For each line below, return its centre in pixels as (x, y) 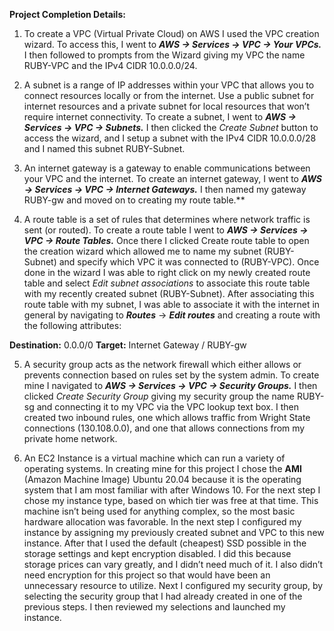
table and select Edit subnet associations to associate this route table (167, 283)
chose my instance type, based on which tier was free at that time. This (171, 500)
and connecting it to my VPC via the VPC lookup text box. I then (167, 407)
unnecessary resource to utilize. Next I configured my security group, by (173, 585)
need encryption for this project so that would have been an (147, 575)
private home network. (70, 438)
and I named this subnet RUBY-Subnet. (104, 148)
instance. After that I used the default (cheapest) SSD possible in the (165, 543)
